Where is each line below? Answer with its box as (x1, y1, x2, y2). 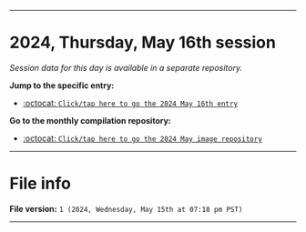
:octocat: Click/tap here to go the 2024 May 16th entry (22, 97, 239, 108)
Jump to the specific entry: (9, 79, 115, 91)
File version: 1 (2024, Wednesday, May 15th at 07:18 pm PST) (9, 203, 243, 214)
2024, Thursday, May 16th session (9, 33, 276, 53)
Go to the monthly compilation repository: (9, 115, 171, 126)
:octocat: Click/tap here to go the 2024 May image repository (22, 133, 262, 144)
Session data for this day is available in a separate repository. (9, 62, 243, 73)
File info (9, 174, 71, 194)
